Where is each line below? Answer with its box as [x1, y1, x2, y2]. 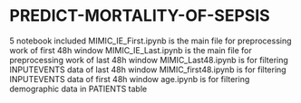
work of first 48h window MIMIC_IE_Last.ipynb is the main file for [9, 44, 252, 55]
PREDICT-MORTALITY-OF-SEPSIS [9, 5, 270, 26]
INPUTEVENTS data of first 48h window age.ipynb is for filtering [9, 73, 250, 84]
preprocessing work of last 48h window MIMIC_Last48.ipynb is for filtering [9, 54, 288, 65]
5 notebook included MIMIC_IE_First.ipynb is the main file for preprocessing [9, 35, 292, 46]
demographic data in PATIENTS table [9, 83, 148, 94]
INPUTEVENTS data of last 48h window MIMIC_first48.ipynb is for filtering [9, 64, 287, 75]
